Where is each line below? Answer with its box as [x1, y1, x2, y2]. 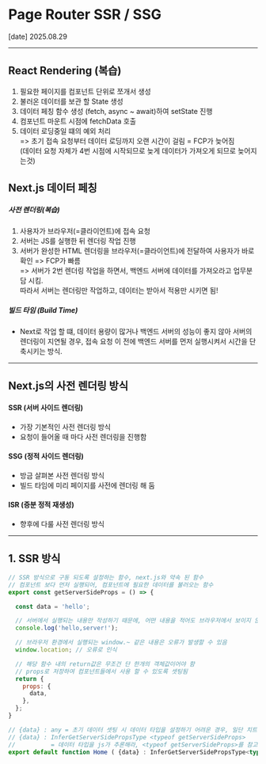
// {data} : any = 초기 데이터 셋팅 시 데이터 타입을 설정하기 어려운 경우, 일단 [8, 726, 243, 734]
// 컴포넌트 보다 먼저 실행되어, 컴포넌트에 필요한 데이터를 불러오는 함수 [8, 580, 214, 589]
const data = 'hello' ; [15, 602, 90, 610]
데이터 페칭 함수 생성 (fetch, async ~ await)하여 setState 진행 [19, 106, 213, 116]
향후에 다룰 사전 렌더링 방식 [19, 519, 105, 529]
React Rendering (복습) [8, 64, 122, 78]
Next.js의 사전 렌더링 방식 [8, 379, 129, 393]
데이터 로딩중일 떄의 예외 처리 [19, 126, 111, 135]
